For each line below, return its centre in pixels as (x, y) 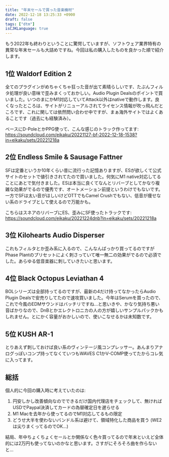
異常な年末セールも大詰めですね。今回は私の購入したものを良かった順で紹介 (84, 50)
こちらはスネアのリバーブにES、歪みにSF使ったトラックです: (68, 212)
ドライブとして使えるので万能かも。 (56, 202)
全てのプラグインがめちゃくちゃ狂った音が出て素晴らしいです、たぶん (78, 87)
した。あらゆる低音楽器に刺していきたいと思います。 (60, 261)
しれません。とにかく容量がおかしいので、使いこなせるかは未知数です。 (80, 317)
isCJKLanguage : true (27, 29)
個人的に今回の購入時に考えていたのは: (46, 390)
